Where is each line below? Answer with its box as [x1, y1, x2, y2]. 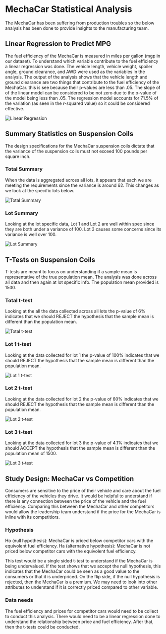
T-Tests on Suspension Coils [5, 255, 96, 264]
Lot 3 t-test [5, 428, 33, 435]
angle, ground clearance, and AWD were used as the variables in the [5, 69, 145, 75]
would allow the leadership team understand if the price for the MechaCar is [5, 508, 161, 515]
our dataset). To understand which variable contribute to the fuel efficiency [5, 58, 159, 64]
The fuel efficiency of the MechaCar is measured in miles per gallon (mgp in [5, 53, 161, 59]
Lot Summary [5, 210, 39, 217]
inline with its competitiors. [5, 514, 60, 520]
